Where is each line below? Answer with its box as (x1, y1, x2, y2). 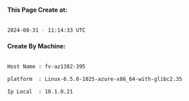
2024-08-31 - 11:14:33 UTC (7, 27, 86, 34)
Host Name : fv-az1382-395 (7, 63, 86, 71)
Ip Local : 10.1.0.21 (7, 89, 73, 95)
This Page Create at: (7, 6, 68, 14)
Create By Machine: (7, 42, 66, 50)
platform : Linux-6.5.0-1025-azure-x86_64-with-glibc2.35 (7, 76, 183, 83)
